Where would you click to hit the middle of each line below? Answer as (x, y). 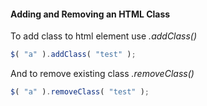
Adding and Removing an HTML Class (90, 14)
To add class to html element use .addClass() (104, 36)
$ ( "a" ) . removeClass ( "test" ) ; (80, 92)
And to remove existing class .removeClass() (102, 74)
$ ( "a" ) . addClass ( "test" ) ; (73, 55)
